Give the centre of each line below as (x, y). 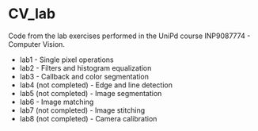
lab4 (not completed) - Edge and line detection (96, 85)
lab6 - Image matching (57, 102)
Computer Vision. (37, 44)
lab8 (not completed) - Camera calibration (88, 118)
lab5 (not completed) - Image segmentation (91, 93)
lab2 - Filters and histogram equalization (85, 67)
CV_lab (32, 14)
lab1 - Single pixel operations (66, 60)
